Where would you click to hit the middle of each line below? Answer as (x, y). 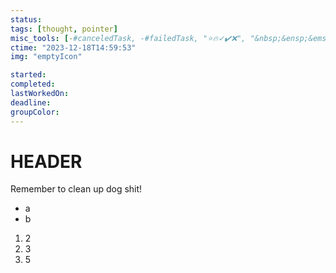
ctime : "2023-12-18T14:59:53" (73, 47)
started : (28, 75)
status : (26, 19)
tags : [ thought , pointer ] (64, 29)
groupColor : (35, 112)
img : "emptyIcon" (46, 57)
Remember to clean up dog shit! (76, 189)
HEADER (46, 161)
